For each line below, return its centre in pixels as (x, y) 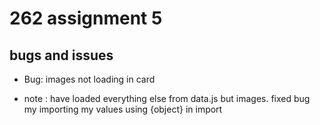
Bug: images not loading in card (89, 79)
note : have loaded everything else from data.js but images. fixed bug (167, 98)
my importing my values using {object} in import (123, 109)
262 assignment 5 (86, 18)
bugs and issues (61, 55)
